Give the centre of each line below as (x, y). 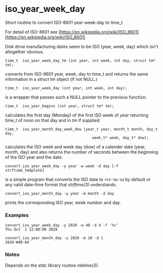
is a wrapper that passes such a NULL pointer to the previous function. (76, 97)
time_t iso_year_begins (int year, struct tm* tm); (60, 106)
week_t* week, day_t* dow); (121, 137)
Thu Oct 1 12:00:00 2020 (31, 230)
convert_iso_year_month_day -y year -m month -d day (60, 194)
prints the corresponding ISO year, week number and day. (63, 202)
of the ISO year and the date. (34, 157)
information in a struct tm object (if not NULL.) (51, 79)
